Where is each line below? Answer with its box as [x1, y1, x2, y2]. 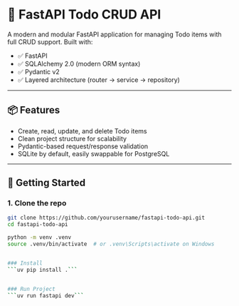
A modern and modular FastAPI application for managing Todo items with [7, 30, 222, 39]
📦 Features [7, 104, 60, 116]
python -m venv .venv [7, 234, 72, 241]
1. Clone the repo [7, 198, 67, 208]
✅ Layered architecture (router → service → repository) [17, 75, 180, 84]
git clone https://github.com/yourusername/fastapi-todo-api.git [7, 214, 205, 222]
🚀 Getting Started [7, 177, 86, 189]
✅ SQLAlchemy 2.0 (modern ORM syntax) [17, 59, 141, 68]
